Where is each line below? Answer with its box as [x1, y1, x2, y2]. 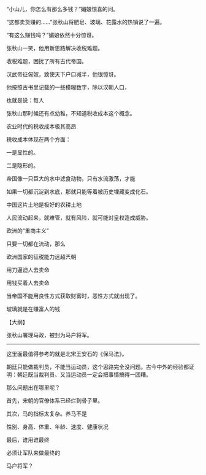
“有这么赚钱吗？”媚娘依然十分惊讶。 [6, 31, 97, 39]
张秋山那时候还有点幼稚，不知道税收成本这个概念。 [6, 110, 135, 117]
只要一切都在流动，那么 [6, 240, 66, 247]
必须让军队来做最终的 [6, 449, 60, 456]
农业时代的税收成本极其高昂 [6, 123, 77, 130]
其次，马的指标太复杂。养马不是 [6, 410, 87, 417]
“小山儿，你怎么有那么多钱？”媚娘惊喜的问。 [6, 6, 119, 12]
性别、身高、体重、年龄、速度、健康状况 [6, 423, 109, 430]
